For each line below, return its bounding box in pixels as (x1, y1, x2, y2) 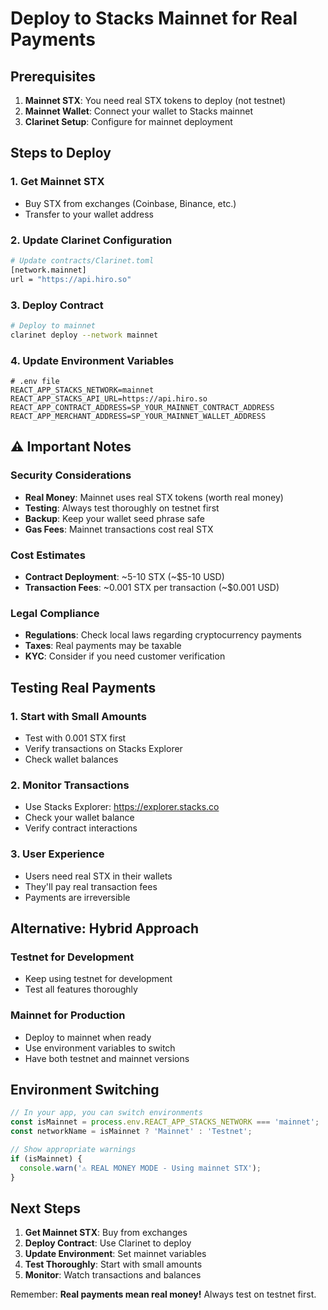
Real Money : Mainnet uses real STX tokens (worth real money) (24, 491, 284, 503)
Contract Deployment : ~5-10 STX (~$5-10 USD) (24, 570, 225, 582)
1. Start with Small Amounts (10, 709, 147, 723)
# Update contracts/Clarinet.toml (10, 255, 155, 266)
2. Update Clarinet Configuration (10, 233, 173, 247)
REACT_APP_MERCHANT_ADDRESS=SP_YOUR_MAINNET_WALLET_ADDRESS (10, 411, 267, 421)
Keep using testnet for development (24, 973, 173, 985)
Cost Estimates (10, 548, 86, 562)
